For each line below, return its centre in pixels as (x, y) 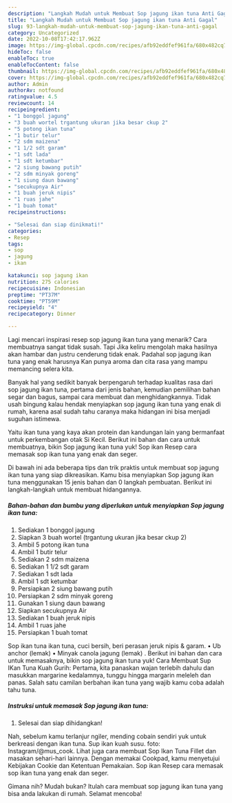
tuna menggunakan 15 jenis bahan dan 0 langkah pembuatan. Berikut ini (110, 482)
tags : (15, 244)
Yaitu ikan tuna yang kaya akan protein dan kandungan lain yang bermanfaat (116, 432)
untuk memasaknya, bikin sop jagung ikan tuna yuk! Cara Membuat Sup (109, 660)
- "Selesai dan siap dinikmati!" (56, 225)
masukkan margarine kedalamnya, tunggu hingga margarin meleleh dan (109, 675)
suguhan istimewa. (34, 419)
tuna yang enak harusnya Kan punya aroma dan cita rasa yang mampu (108, 362)
